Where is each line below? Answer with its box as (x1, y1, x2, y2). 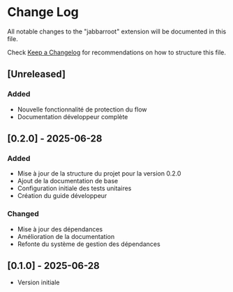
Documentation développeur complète (17, 112, 128, 121)
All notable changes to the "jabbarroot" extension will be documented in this (7, 27, 227, 36)
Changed (7, 209, 40, 219)
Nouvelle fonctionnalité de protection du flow (17, 105, 147, 114)
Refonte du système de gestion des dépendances (17, 240, 160, 248)
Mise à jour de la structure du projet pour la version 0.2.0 (17, 169, 181, 178)
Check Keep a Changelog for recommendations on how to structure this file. (7, 48, 227, 56)
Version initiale (17, 278, 60, 286)
